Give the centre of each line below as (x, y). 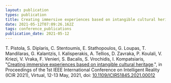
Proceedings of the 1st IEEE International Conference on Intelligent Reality (82, 70)
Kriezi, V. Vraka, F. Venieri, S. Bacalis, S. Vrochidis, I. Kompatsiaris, (75, 59)
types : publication (26, 15)
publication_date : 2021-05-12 (37, 34)
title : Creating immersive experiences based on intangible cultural (81, 19)
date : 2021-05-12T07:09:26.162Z (39, 24)
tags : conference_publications (38, 29)
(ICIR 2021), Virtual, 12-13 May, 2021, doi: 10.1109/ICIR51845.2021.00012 (80, 75)
